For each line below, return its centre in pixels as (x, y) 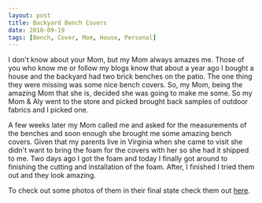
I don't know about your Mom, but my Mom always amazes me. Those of (126, 60)
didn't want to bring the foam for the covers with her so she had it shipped (129, 150)
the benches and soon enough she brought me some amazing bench (120, 134)
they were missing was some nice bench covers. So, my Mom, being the (125, 85)
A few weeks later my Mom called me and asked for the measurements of (127, 125)
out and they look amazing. (52, 175)
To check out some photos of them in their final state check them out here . (129, 190)
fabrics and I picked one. (48, 110)
